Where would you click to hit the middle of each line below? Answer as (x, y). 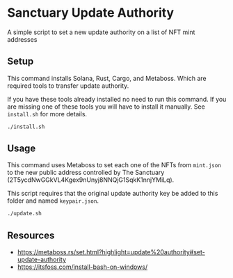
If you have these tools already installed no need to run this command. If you (117, 99)
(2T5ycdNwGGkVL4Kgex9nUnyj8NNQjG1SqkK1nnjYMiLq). (91, 180)
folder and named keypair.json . (53, 201)
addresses (22, 39)
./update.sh (24, 214)
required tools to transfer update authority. (68, 86)
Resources (31, 235)
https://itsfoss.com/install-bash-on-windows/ (82, 267)
